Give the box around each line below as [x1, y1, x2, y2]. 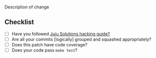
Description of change [4, 4, 50, 10]
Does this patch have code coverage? [11, 42, 88, 47]
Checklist [4, 18, 35, 26]
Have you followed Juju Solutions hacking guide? [11, 31, 110, 37]
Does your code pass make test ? [11, 47, 78, 53]
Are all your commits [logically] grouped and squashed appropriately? [11, 36, 152, 42]
